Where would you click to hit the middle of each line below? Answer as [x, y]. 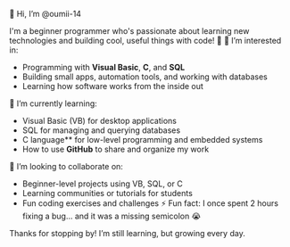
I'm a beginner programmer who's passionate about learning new [129, 31]
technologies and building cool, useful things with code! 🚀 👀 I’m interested [145, 41]
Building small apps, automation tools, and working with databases [145, 77]
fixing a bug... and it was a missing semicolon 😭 [112, 216]
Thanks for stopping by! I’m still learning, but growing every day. [127, 233]
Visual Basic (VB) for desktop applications [99, 121]
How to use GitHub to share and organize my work [116, 149]
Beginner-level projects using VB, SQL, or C [102, 184]
